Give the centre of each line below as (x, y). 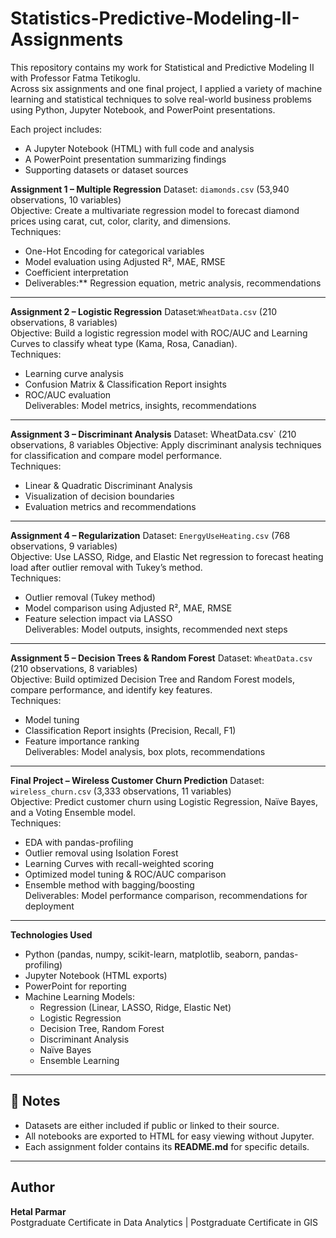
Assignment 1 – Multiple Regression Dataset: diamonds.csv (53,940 (150, 189)
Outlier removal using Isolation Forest (101, 853)
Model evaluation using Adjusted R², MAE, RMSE (125, 261)
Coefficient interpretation (76, 272)
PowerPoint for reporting (75, 986)
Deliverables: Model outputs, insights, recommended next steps (156, 629)
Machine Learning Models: (79, 996)
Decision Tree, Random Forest (102, 1028)
